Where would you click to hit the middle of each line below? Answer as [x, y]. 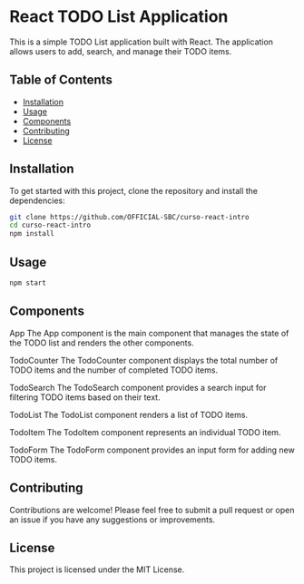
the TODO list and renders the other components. [102, 343]
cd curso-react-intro [50, 225]
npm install [32, 234]
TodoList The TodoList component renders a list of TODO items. [128, 414]
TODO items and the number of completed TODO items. [114, 370]
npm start [28, 283]
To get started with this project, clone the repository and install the [134, 190]
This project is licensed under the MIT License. [97, 569]
